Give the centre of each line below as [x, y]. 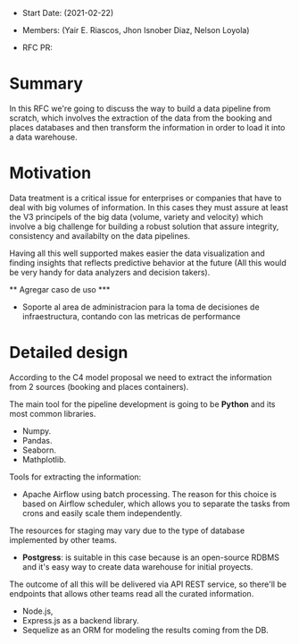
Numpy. [37, 431]
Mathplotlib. [44, 459]
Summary [46, 84]
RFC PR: [37, 47]
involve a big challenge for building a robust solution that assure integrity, [144, 226]
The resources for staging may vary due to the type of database [127, 530]
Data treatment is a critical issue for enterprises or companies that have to [145, 198]
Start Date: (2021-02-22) [68, 13]
